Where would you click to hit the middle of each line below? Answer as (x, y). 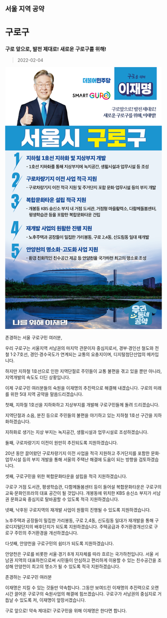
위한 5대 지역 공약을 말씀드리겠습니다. (47, 394)
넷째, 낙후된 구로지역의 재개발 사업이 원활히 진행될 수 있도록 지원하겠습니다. (78, 510)
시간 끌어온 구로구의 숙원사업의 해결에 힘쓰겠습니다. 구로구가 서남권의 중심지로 (81, 594)
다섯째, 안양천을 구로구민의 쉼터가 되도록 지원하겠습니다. (60, 543)
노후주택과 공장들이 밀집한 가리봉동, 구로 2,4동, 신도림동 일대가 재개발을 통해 (80, 520)
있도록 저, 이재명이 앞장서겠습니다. (53, 600)
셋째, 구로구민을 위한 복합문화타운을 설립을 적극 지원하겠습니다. (66, 476)
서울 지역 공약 (25, 9)
